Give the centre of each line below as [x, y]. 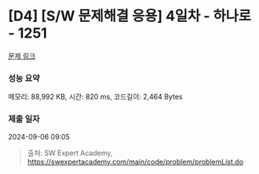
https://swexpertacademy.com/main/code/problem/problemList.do [135, 161]
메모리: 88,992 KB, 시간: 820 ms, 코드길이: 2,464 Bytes [95, 97]
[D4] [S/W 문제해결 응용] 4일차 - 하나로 [130, 16]
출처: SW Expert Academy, [70, 153]
